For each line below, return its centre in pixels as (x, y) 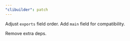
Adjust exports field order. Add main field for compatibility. (65, 24)
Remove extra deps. (26, 33)
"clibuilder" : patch (27, 10)
